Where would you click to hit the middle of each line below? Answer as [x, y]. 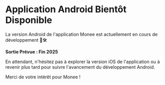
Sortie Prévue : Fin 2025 [32, 51]
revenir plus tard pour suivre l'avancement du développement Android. [80, 67]
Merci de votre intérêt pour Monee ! [43, 77]
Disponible [29, 20]
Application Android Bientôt [66, 9]
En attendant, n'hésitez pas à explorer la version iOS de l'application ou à [83, 62]
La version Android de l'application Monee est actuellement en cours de [81, 34]
